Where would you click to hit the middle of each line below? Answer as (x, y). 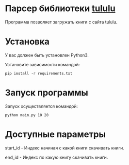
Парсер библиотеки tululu (60, 9)
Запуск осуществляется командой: (41, 106)
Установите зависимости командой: (42, 64)
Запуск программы (47, 93)
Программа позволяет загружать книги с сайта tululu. (61, 22)
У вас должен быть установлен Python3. (47, 55)
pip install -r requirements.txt (39, 73)
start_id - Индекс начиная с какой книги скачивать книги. (65, 148)
